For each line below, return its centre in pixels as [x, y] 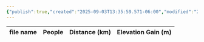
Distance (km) [90, 32]
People [53, 32]
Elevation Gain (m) [144, 32]
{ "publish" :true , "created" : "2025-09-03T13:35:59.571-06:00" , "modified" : [100, 12]
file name [23, 32]
